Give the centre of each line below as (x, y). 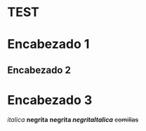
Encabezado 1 (48, 44)
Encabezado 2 (39, 70)
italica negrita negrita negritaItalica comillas (73, 119)
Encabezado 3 (50, 100)
